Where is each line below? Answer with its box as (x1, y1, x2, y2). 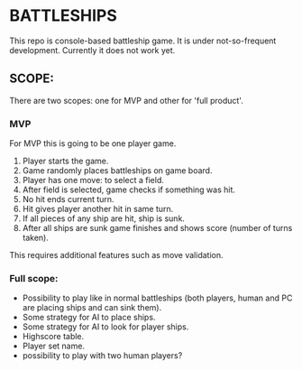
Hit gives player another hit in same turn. (22, 204, 174, 215)
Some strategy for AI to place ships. (22, 312, 156, 323)
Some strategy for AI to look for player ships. (22, 321, 189, 332)
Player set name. (22, 340, 86, 352)
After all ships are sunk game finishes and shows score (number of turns (22, 223, 293, 234)
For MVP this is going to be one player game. (9, 138, 177, 149)
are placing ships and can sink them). (22, 302, 162, 313)
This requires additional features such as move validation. (9, 250, 224, 261)
